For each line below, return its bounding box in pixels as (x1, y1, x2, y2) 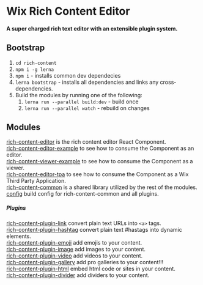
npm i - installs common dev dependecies (15, 72, 121, 79)
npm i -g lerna (15, 66, 54, 73)
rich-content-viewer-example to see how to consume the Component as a (6, 158, 193, 165)
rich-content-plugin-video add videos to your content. (6, 252, 143, 259)
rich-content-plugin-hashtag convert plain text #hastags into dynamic (6, 226, 182, 234)
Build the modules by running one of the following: (15, 91, 142, 98)
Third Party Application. (6, 177, 66, 185)
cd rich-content (15, 60, 57, 66)
